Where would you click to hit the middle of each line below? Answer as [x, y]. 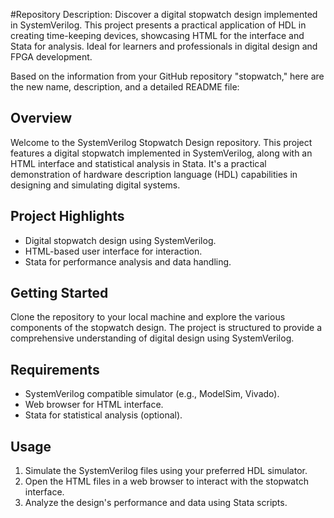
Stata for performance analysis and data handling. [128, 261]
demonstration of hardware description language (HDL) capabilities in [154, 174]
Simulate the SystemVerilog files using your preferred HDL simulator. [166, 471]
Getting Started [59, 293]
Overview [41, 118]
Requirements [55, 369]
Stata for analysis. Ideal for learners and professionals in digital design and [164, 46]
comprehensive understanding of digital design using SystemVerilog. [152, 338]
